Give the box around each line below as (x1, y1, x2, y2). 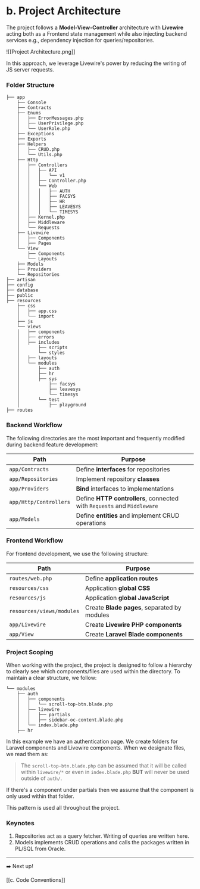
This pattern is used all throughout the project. (6, 804, 120, 812)
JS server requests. (6, 66, 55, 73)
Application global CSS (85, 584, 151, 592)
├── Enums (17, 110, 42, 116)
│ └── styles (17, 350, 65, 356)
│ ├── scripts (17, 344, 68, 351)
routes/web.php (9, 575, 52, 582)
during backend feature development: (6, 441, 99, 448)
